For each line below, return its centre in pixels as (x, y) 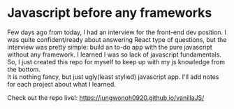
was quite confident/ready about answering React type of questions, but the (117, 39)
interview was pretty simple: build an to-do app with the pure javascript (110, 47)
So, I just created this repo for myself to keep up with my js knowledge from (116, 61)
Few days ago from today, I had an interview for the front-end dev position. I (117, 32)
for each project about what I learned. (62, 84)
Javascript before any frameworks (110, 13)
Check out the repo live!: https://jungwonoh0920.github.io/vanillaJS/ (106, 97)
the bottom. (24, 69)
